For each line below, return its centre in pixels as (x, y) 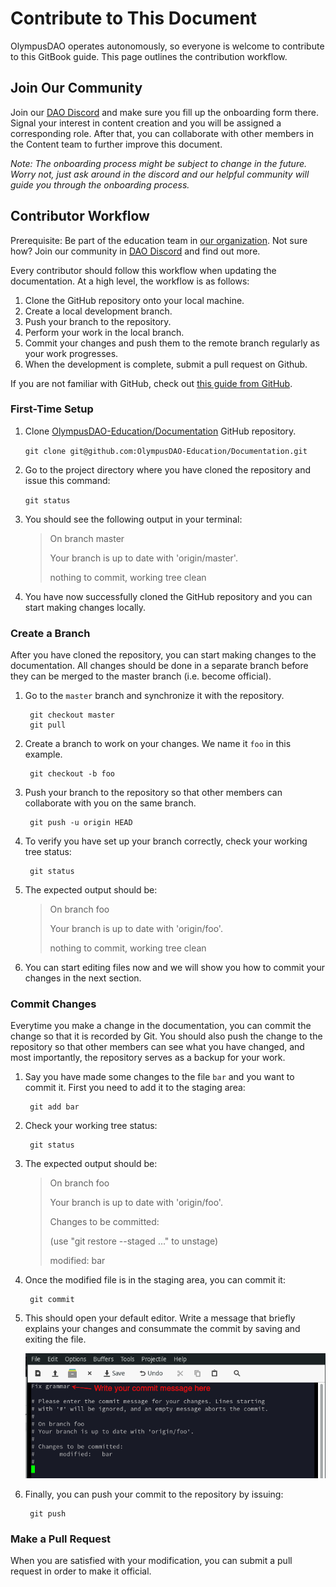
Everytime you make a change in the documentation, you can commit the (161, 1026)
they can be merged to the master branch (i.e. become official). (141, 676)
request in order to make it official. (81, 1571)
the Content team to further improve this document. (116, 144)
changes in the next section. (83, 978)
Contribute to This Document (134, 18)
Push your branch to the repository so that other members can (153, 793)
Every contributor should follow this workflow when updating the (143, 270)
